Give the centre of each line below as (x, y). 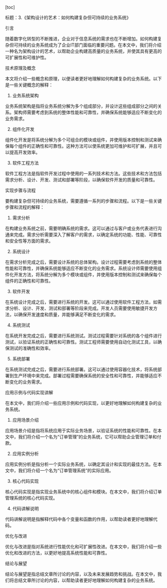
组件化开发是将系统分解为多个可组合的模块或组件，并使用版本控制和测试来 (81, 140)
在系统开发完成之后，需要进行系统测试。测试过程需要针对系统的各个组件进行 (83, 336)
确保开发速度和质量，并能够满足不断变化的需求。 (68, 314)
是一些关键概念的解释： (29, 85)
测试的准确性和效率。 (31, 348)
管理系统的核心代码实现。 (31, 498)
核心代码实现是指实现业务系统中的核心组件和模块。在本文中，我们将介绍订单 (83, 492)
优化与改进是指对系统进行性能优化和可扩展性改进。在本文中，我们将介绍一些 (83, 547)
